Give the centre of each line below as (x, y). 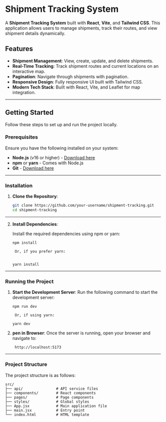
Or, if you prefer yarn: (40, 251)
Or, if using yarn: (35, 315)
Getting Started (29, 113)
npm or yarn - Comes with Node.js (48, 163)
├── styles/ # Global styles (47, 402)
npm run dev (24, 307)
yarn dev (21, 324)
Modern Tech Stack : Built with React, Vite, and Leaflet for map (76, 87)
